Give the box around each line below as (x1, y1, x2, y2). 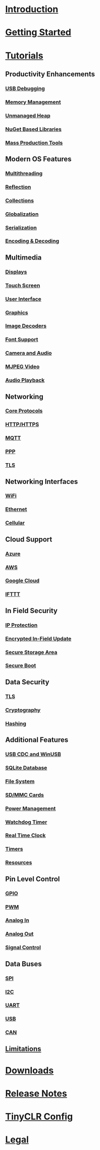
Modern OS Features (5, 155, 72, 163)
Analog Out (5, 930, 34, 937)
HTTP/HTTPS (5, 421, 39, 428)
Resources (5, 859, 32, 866)
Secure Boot (5, 662, 36, 669)
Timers (5, 845, 23, 853)
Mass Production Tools (5, 139, 63, 146)
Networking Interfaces (5, 477, 78, 486)
